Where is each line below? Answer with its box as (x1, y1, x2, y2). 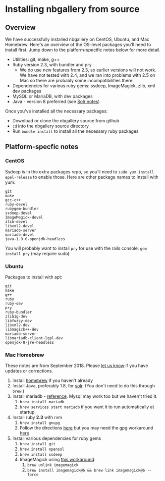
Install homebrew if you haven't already (12, 377, 93, 383)
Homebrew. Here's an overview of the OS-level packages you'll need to (5, 42, 151, 48)
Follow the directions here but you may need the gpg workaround (19, 425, 154, 431)
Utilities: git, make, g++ (12, 56, 60, 62)
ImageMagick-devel (5, 214, 43, 220)
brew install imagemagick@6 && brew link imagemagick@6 (27, 468, 145, 473)
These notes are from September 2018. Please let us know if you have (5, 363, 148, 369)
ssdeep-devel (5, 211, 32, 215)
